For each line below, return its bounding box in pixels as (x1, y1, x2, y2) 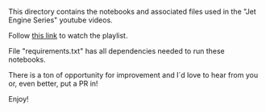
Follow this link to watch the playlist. (8, 31, 128, 40)
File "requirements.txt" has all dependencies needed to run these (8, 46, 226, 55)
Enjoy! (8, 94, 30, 103)
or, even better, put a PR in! (8, 79, 98, 88)
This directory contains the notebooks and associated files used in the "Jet (8, 7, 256, 16)
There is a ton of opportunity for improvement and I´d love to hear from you (8, 70, 259, 79)
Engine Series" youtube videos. (8, 15, 113, 25)
